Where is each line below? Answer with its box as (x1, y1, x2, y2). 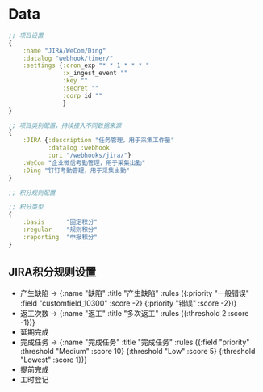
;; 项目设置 (8, 32, 44, 40)
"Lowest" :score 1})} (19, 355, 87, 365)
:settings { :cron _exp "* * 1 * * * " (23, 61, 150, 70)
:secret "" (62, 84, 99, 93)
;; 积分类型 (8, 203, 44, 211)
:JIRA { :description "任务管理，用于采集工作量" (23, 137, 175, 145)
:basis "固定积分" (23, 218, 98, 226)
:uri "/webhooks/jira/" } (48, 151, 131, 160)
